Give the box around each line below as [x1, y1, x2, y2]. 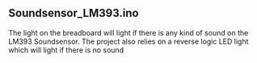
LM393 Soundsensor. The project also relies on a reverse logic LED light [8, 36, 249, 46]
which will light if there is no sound [8, 44, 124, 55]
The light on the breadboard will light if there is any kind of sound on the [8, 27, 249, 37]
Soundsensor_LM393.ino [8, 6, 139, 20]
